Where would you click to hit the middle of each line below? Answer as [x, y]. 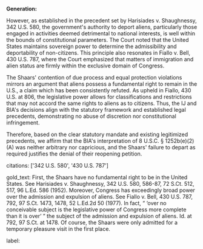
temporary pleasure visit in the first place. [58, 229]
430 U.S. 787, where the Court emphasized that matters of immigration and [100, 59]
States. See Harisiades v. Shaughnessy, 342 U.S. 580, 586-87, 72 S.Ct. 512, [100, 184]
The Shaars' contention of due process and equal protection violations [94, 77]
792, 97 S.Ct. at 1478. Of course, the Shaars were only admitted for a [92, 222]
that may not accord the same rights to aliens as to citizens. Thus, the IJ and [101, 103]
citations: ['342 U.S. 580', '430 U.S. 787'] [58, 165]
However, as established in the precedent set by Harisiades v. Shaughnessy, [101, 20]
